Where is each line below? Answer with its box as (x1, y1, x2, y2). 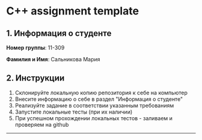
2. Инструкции (6, 73, 65, 84)
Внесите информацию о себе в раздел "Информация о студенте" (14, 95, 183, 103)
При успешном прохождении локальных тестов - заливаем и (14, 114, 173, 121)
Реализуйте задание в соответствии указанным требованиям (14, 102, 174, 109)
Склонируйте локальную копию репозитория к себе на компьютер (14, 89, 188, 96)
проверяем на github (14, 121, 69, 128)
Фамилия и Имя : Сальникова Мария (6, 56, 100, 62)
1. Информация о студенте (6, 28, 112, 38)
